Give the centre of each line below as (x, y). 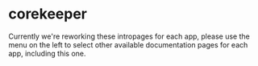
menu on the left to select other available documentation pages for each (128, 44)
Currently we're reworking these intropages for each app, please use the (129, 36)
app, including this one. (47, 53)
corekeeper (48, 14)
